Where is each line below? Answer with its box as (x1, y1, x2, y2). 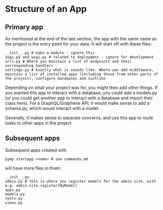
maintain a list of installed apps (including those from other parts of (5, 72, 159, 77)
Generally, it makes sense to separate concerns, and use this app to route (5, 115, 153, 121)
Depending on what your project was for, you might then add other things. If (5, 84, 158, 90)
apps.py (5, 187, 21, 192)
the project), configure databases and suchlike (5, 76, 106, 81)
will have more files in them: (5, 165, 61, 171)
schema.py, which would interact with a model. (5, 105, 100, 111)
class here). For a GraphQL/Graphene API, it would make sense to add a (5, 100, 150, 106)
